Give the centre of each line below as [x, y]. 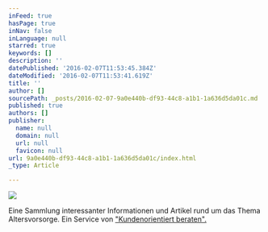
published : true [36, 106]
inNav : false [30, 31]
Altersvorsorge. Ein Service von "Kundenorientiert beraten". [108, 219]
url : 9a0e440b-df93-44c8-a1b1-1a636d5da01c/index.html [103, 158]
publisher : [27, 121]
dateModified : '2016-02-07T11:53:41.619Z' [81, 76]
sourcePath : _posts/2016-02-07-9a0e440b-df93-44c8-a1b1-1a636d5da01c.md [133, 98]
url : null [32, 143]
